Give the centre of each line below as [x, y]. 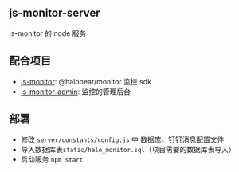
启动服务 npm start [52, 159]
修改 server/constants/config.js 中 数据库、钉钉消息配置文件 [122, 139]
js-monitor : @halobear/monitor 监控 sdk [86, 81]
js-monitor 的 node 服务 [48, 33]
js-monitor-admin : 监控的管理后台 [75, 92]
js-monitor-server [55, 13]
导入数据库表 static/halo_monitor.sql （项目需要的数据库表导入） [128, 150]
